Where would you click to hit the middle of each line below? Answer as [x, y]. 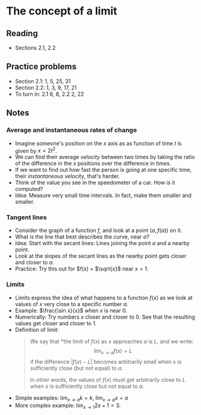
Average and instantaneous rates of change [72, 130]
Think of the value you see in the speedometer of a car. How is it [95, 183]
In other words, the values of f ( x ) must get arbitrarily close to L [107, 379]
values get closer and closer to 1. [56, 323]
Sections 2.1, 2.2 [35, 48]
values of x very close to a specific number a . [72, 304]
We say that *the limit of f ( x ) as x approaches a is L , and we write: [112, 341]
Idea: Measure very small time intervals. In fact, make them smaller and [103, 195]
